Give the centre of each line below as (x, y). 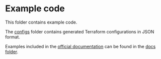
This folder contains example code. (41, 22)
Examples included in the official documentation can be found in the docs (80, 46)
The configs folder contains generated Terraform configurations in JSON (80, 31)
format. (13, 37)
